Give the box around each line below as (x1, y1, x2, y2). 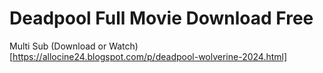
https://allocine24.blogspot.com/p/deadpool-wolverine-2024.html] (12, 50, 288, 62)
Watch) (108, 40, 139, 52)
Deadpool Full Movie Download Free (9, 7, 314, 30)
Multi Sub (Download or (9, 40, 107, 52)
